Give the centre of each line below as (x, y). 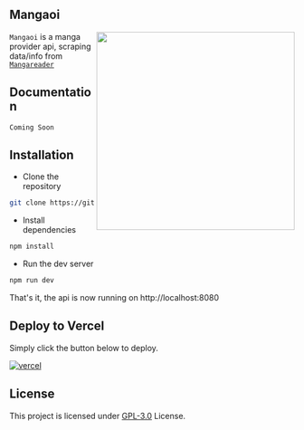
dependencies (49, 230)
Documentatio (51, 93)
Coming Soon (32, 127)
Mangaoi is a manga (45, 36)
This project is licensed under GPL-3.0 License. (98, 416)
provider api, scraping (51, 46)
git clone (28, 203)
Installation (42, 155)
